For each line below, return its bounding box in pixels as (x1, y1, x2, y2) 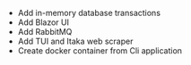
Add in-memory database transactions (17, 8, 161, 18)
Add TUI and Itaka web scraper (17, 36, 134, 46)
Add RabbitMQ (17, 27, 73, 37)
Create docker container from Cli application (17, 45, 182, 56)
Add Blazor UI (17, 17, 70, 28)
